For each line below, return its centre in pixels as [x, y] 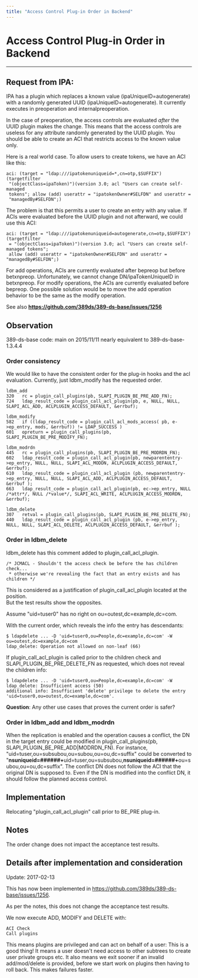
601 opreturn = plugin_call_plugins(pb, [59, 432]
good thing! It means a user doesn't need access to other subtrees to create [99, 951]
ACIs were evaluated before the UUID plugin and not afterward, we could [95, 217]
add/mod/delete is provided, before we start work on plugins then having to [98, 963]
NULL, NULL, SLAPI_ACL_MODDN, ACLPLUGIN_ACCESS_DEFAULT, [106, 463]
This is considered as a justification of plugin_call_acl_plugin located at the [97, 590]
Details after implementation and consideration [95, 863]
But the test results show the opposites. [54, 602]
